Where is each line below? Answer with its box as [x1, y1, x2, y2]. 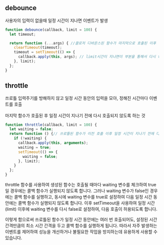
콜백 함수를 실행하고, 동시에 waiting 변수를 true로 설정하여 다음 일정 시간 [14, 194, 152, 200]
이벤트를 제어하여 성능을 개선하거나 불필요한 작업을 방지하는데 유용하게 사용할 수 [5, 229, 158, 234]
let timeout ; [9, 32, 36, 37]
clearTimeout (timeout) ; [14, 45, 62, 50]
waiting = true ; [18, 145, 51, 150]
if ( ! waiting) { [14, 136, 47, 141]
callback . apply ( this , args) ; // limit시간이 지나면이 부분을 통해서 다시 [18, 54, 156, 59]
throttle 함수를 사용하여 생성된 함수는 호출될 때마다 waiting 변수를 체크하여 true [5, 182, 157, 187]
